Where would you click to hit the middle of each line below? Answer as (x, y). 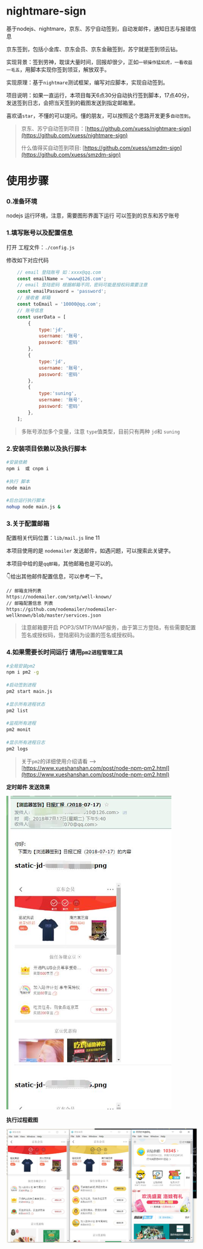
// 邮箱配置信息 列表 (30, 603)
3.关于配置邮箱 (28, 523)
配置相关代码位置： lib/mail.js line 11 (53, 538)
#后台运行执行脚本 (26, 500)
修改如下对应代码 (27, 260)
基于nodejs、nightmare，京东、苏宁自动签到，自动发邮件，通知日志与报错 (99, 28)
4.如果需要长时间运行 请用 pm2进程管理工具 (65, 652)
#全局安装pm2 (21, 666)
